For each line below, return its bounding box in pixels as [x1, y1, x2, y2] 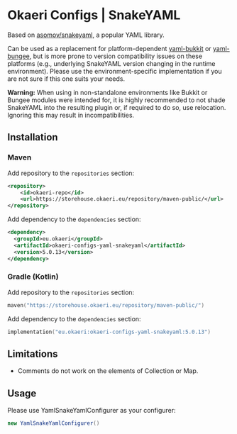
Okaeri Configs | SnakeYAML [7, 7, 181, 23]
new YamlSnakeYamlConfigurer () [7, 420, 100, 427]
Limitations [7, 347, 58, 360]
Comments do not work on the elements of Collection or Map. [17, 367, 199, 375]
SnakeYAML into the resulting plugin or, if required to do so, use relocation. [7, 103, 226, 111]
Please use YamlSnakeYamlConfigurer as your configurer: [7, 406, 176, 415]
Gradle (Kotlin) [7, 272, 59, 282]
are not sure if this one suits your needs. [7, 74, 126, 83]
